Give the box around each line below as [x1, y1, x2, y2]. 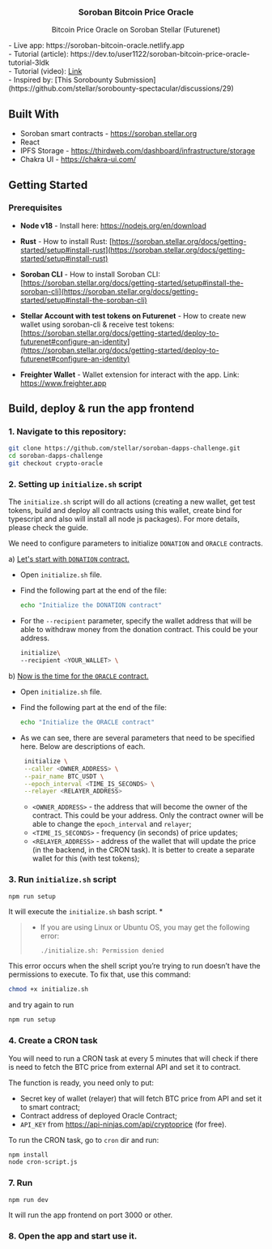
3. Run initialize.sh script [8, 874, 117, 885]
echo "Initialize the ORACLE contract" [19, 718, 155, 727]
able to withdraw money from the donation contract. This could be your [19, 625, 259, 635]
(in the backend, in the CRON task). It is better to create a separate [32, 845, 255, 855]
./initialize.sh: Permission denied [40, 947, 164, 955]
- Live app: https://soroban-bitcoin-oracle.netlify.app [8, 41, 185, 50]
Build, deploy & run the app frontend [8, 402, 195, 416]
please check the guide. [8, 523, 89, 533]
